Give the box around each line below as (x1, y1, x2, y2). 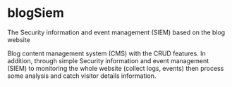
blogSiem (7, 5, 65, 21)
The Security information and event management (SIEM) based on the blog (7, 28, 226, 36)
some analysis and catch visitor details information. (7, 72, 157, 80)
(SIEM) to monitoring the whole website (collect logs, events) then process (7, 64, 224, 72)
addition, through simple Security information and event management (7, 56, 209, 65)
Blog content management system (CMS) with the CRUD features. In (7, 49, 206, 58)
